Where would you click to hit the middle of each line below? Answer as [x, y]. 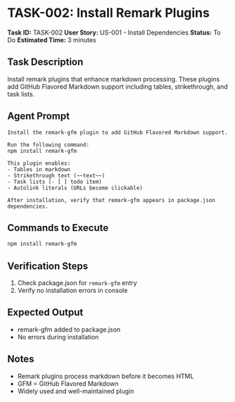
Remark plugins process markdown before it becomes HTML [106, 376]
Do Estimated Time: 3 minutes [52, 39]
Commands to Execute [58, 228]
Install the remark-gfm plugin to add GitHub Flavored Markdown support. [118, 132]
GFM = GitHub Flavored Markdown [68, 383]
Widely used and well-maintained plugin [76, 391]
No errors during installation [58, 337]
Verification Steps [48, 266]
